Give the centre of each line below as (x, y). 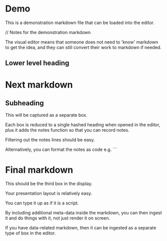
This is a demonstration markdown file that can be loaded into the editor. (80, 23)
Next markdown (39, 84)
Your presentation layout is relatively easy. (49, 193)
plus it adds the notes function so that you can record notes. (67, 130)
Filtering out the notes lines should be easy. (50, 140)
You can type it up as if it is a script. (42, 203)
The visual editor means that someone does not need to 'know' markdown (82, 42)
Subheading (24, 103)
